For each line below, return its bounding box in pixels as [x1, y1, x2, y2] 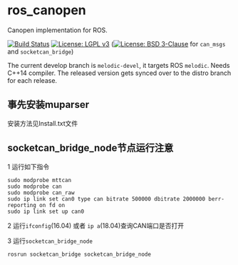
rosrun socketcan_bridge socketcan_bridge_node [7, 251, 152, 258]
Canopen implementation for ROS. [7, 26, 108, 34]
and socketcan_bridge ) [7, 47, 74, 56]
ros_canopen [7, 2, 87, 19]
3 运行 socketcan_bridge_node [7, 236, 93, 245]
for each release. [7, 76, 58, 84]
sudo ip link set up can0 [7, 208, 84, 215]
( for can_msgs [110, 39, 226, 48]
